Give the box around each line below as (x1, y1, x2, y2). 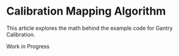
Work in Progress (6, 43, 50, 50)
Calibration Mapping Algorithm (6, 4, 166, 18)
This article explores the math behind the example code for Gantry (6, 24, 173, 32)
